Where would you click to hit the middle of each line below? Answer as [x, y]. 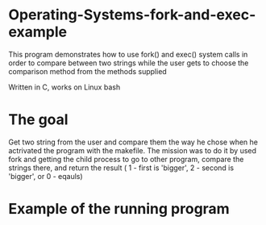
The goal [38, 120]
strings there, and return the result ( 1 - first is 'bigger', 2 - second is [121, 168]
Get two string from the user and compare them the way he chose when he [133, 142]
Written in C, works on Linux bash [64, 87]
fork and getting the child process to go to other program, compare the [126, 159]
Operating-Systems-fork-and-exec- [132, 15]
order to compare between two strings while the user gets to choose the [129, 63]
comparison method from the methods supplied [87, 71]
